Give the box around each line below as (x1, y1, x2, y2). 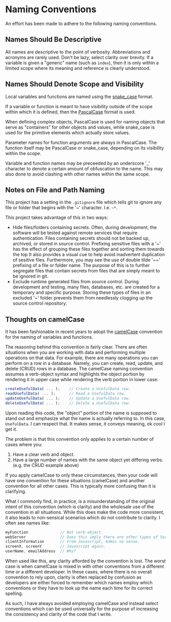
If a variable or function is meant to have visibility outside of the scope (5, 103, 153, 109)
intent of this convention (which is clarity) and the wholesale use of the (5, 504, 154, 510)
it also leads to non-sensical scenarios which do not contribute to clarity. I (5, 514, 160, 520)
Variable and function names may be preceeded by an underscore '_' (5, 160, 150, 166)
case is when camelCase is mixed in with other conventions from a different (5, 563, 164, 569)
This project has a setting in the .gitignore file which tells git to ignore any (5, 199, 162, 205)
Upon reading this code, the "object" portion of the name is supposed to (5, 410, 157, 416)
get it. (5, 426, 18, 432)
